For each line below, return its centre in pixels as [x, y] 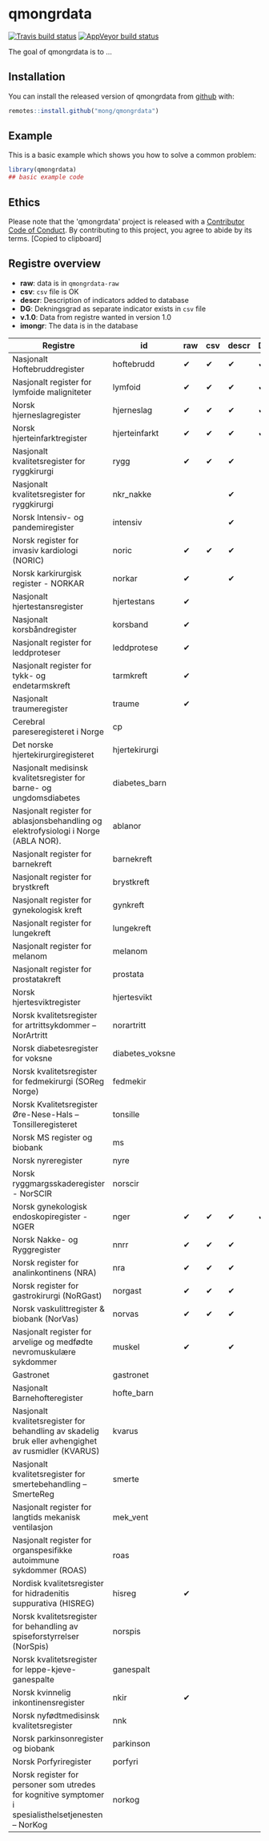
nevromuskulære [44, 1351]
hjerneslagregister [47, 415]
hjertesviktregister [47, 1002]
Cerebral [29, 721]
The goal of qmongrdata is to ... [60, 51]
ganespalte [33, 1679]
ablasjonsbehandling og [57, 821]
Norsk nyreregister [48, 1161]
